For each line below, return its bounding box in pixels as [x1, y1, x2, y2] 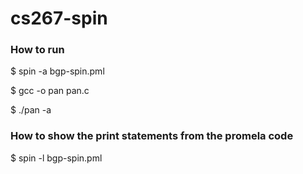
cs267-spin [10, 7, 108, 30]
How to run [10, 43, 65, 57]
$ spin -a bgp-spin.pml [10, 65, 105, 77]
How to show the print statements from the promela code [10, 129, 294, 143]
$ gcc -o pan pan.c [10, 85, 90, 97]
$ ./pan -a [10, 104, 52, 116]
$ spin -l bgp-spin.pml [10, 152, 103, 164]
